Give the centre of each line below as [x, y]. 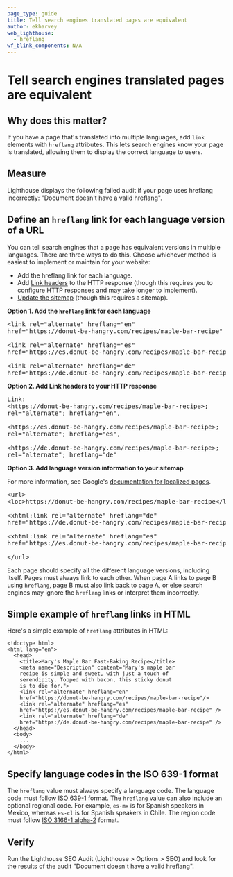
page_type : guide [32, 14]
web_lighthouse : [31, 33]
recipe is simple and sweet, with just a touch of [94, 674]
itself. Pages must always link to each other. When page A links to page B [112, 577]
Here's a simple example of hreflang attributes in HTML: [88, 631]
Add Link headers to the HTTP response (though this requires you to [115, 282]
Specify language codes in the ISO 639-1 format [113, 774]
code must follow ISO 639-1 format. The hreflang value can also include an [115, 798]
